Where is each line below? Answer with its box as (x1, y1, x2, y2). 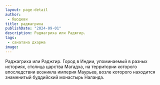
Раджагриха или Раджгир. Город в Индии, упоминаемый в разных (5, 58, 147, 64)
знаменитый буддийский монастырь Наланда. (5, 74, 104, 80)
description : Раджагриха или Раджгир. (5, 30, 86, 35)
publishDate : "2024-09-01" (5, 26, 61, 31)
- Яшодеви (7, 16, 28, 21)
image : (5, 44, 19, 49)
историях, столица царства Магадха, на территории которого (5, 63, 137, 69)
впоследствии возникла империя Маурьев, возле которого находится (5, 68, 155, 75)
